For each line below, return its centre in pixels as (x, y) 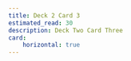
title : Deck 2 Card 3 (44, 15)
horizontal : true (52, 45)
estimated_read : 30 (41, 23)
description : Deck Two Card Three (66, 30)
